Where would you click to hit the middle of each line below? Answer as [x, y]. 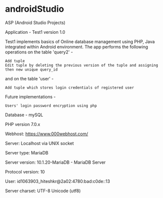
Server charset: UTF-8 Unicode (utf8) [43, 191]
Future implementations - [31, 97]
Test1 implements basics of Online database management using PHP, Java [80, 41]
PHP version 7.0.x [23, 124]
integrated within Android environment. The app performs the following [77, 47]
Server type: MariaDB [27, 152]
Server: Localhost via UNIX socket [40, 143]
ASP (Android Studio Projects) [35, 23]
